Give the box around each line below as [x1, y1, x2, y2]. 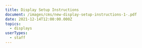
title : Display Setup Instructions [5, 7, 79, 12]
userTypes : [5, 30, 28, 35]
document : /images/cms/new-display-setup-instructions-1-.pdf [5, 12, 137, 17]
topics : [5, 21, 21, 26]
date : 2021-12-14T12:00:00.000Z [5, 16, 72, 21]
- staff [9, 35, 26, 40]
